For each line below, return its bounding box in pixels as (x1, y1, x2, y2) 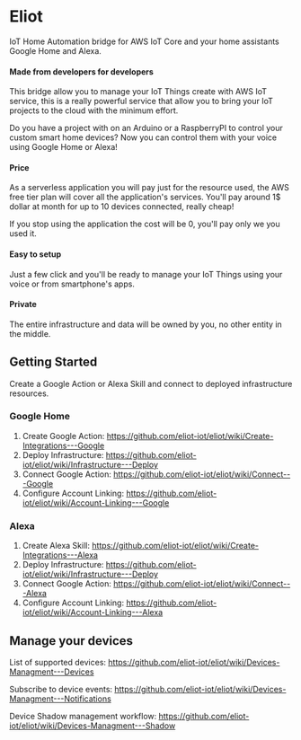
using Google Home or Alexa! (9, 142, 119, 153)
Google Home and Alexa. (9, 45, 102, 56)
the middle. (9, 328, 51, 339)
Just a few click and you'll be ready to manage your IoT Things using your (9, 269, 283, 279)
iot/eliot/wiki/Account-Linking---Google (22, 497, 170, 508)
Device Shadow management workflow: (9, 710, 157, 721)
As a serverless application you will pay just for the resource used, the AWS (9, 182, 289, 193)
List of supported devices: (9, 656, 106, 667)
